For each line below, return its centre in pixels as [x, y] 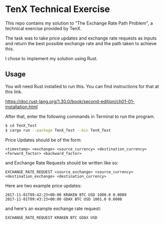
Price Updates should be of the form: [43, 140]
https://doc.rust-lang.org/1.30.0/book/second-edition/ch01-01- [70, 101]
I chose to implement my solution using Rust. [51, 58]
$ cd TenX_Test [21, 126]
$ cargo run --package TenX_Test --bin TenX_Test [58, 130]
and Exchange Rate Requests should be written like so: [62, 163]
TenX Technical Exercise [58, 9]
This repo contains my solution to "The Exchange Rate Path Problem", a [79, 23]
